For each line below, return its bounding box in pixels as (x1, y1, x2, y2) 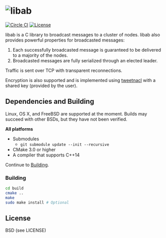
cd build (5, 186, 24, 191)
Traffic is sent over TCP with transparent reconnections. (5, 67, 123, 73)
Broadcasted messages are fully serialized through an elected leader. (12, 57, 158, 63)
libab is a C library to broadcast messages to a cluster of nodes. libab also (5, 31, 160, 37)
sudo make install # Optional (5, 200, 70, 205)
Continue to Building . (5, 162, 49, 168)
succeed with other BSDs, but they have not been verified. (5, 116, 128, 122)
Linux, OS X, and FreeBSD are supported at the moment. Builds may (5, 110, 147, 116)
